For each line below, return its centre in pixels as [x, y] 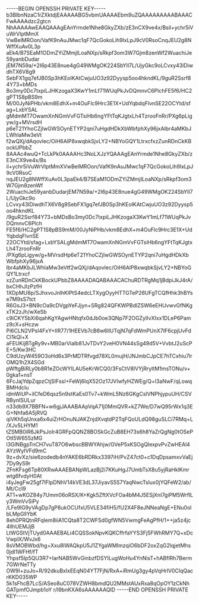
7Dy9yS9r [18, 463]
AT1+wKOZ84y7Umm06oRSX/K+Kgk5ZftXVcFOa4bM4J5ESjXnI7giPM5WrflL [100, 495]
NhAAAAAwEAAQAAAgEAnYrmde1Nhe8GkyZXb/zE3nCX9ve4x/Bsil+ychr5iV [100, 27]
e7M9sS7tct [21, 299]
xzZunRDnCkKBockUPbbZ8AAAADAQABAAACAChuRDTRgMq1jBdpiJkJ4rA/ [99, 280]
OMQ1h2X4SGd [25, 362]
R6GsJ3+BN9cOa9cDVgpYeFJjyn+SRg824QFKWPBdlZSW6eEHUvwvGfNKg [99, 305]
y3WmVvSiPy [23, 501]
